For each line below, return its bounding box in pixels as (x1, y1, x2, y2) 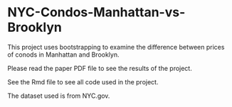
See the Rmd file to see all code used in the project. (7, 77, 159, 86)
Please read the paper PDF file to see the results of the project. (7, 64, 192, 72)
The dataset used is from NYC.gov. (7, 91, 110, 100)
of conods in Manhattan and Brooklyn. (7, 50, 120, 59)
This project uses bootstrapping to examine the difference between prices (7, 43, 225, 51)
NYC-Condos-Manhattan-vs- (7, 4, 186, 21)
